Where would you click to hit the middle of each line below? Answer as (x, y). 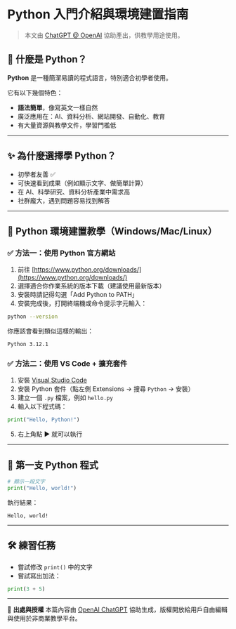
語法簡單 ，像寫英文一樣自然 (58, 107)
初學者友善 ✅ (37, 174)
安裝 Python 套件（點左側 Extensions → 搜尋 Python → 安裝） (106, 389)
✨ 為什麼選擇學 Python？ (62, 156)
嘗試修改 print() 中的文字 (55, 567)
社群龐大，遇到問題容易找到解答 (64, 200)
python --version (33, 317)
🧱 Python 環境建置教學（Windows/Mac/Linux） (112, 231)
